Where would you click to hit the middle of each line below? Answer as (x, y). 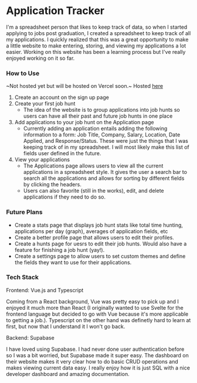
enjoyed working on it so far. (40, 58)
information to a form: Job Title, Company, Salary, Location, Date (102, 135)
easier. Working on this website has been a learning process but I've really (96, 52)
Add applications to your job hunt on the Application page (84, 122)
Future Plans (24, 212)
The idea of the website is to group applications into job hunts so (101, 110)
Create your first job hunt (45, 104)
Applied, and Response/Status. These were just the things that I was (106, 141)
